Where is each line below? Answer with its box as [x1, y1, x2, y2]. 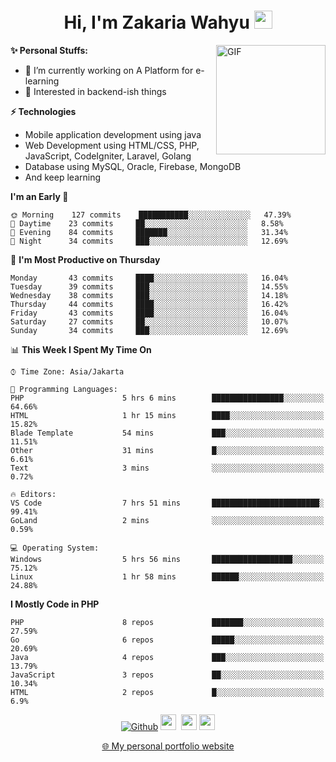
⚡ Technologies [10, 105, 77, 117]
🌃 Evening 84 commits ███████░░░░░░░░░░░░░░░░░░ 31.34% [10, 227, 288, 237]
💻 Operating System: [10, 543, 100, 553]
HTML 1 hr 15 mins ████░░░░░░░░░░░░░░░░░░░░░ [10, 410, 325, 420]
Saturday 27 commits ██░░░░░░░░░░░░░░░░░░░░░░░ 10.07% [10, 316, 288, 327]
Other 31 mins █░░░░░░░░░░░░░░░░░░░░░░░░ [10, 445, 325, 455]
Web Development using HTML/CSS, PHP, [24, 139, 200, 151]
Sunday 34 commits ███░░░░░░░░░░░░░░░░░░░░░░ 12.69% [10, 325, 288, 335]
